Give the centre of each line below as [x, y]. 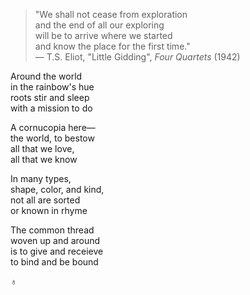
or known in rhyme [49, 210]
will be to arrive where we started [103, 35]
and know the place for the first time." [112, 46]
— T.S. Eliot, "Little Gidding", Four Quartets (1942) [137, 57]
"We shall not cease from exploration [111, 14]
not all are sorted [45, 200]
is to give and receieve [57, 251]
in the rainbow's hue [52, 87]
